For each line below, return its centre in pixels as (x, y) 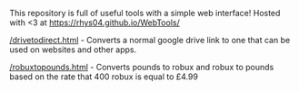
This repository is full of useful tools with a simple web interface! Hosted (145, 13)
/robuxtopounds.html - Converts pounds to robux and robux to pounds (142, 67)
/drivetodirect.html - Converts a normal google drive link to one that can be (150, 40)
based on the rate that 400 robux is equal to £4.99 (104, 77)
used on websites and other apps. (73, 50)
